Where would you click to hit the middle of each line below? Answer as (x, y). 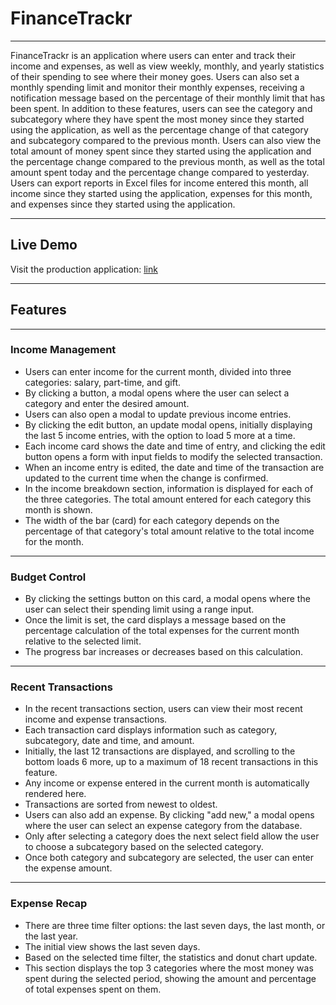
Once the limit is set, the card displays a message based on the (155, 620)
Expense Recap (49, 904)
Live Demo (44, 245)
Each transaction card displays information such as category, (151, 730)
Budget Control (48, 577)
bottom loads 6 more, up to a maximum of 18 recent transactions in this (171, 762)
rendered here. (55, 794)
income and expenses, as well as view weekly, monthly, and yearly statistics (167, 66)
